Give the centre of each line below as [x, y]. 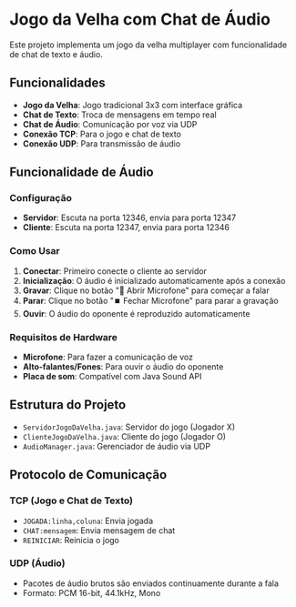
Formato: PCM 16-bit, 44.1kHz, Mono [92, 592]
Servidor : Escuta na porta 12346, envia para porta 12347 [129, 218]
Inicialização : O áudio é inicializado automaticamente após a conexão [154, 280]
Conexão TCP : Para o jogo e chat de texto [102, 134]
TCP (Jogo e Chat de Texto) [71, 501]
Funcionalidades [58, 83]
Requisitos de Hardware [64, 337]
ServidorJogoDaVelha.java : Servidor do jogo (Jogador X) [129, 427]
